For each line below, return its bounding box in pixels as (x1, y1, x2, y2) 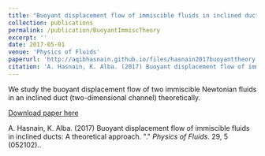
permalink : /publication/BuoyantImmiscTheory (8, 26, 160, 34)
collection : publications (8, 19, 93, 27)
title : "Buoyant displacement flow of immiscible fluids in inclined (8, 11, 242, 20)
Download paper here (8, 108, 79, 117)
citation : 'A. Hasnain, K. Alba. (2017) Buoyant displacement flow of (8, 63, 245, 71)
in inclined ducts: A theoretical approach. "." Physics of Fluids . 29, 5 (8, 132, 229, 141)
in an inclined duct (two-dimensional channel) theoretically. (8, 92, 201, 102)
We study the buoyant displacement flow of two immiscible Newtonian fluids (8, 84, 257, 94)
